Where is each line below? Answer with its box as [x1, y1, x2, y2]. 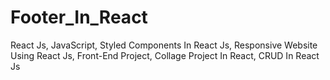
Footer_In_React [10, 6, 148, 29]
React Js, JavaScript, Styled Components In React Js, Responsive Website [10, 39, 318, 51]
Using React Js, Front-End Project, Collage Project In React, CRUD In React [10, 49, 320, 61]
